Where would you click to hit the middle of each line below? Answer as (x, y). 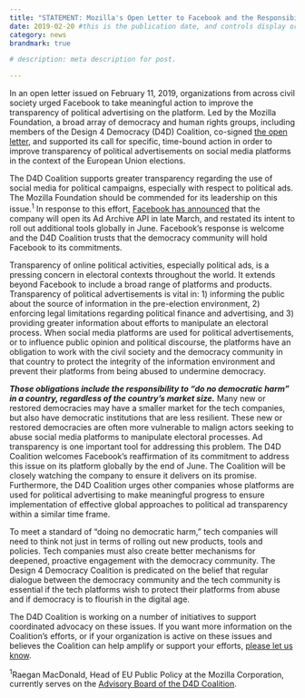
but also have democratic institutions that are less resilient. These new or (146, 418)
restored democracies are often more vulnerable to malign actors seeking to (152, 427)
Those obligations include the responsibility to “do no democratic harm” (149, 388)
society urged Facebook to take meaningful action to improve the (132, 103)
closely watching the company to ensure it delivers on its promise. (133, 475)
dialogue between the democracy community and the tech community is (145, 580)
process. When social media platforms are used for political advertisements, (152, 332)
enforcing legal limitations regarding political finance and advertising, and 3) (152, 313)
